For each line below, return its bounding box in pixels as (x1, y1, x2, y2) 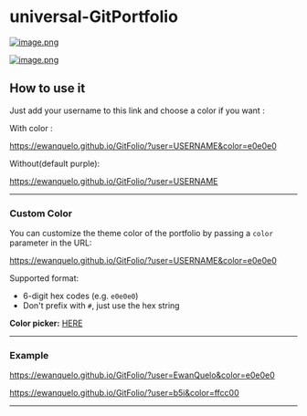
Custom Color (9, 207, 73, 220)
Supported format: (9, 273, 79, 284)
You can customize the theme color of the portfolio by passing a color (9, 228, 274, 239)
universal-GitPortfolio (9, 6, 178, 27)
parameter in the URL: (9, 237, 92, 248)
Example (9, 348, 49, 361)
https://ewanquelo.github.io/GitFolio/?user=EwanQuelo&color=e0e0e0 (9, 369, 276, 380)
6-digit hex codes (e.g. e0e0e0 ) (22, 290, 139, 302)
